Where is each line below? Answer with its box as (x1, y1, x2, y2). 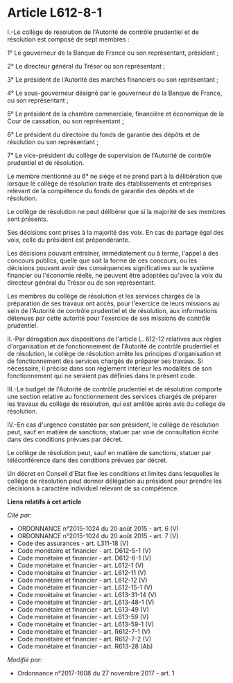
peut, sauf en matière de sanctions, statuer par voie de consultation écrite (7, 427, 218, 436)
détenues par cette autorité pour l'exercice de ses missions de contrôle (7, 314, 211, 322)
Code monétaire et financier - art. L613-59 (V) (17, 612, 149, 621)
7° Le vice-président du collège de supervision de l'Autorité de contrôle (7, 151, 212, 159)
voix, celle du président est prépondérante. (7, 236, 130, 244)
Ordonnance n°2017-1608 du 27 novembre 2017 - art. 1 (17, 668, 175, 677)
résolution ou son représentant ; (7, 137, 99, 146)
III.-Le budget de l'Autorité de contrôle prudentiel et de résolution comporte (7, 384, 223, 393)
